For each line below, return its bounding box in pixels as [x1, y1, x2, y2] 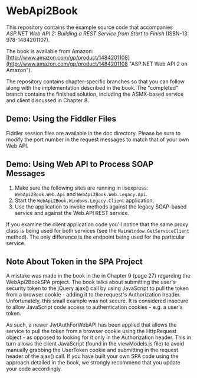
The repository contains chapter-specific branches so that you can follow [6, 78, 185, 85]
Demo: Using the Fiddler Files [6, 114, 117, 124]
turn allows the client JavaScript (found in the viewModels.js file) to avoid [6, 340, 185, 347]
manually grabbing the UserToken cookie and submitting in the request [6, 347, 179, 354]
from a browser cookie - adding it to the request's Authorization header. [6, 291, 181, 298]
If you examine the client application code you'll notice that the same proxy [6, 220, 189, 228]
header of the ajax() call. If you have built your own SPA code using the [6, 353, 179, 360]
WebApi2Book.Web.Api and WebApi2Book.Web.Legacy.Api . [14, 190, 147, 197]
